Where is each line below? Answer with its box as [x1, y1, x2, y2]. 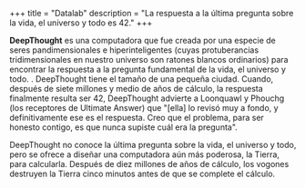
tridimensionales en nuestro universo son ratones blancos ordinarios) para [9, 54, 289, 64]
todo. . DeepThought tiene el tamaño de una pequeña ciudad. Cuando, [9, 74, 274, 84]
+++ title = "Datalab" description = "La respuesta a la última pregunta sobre [9, 8, 294, 18]
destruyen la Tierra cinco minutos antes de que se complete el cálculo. [9, 168, 276, 179]
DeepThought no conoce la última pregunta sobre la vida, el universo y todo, [9, 140, 297, 150]
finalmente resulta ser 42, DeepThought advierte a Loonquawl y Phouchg [9, 93, 285, 104]
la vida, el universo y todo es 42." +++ [9, 17, 153, 28]
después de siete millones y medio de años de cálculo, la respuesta [9, 84, 264, 94]
